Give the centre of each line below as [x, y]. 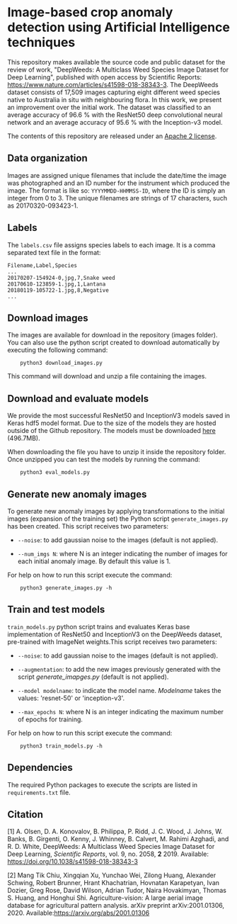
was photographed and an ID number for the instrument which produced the [118, 183]
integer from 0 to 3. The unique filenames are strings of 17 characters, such [117, 198]
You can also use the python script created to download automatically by [114, 343]
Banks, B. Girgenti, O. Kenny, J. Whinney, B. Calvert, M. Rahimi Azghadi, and [118, 839]
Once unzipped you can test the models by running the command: [104, 460]
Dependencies [40, 768]
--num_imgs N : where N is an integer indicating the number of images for [122, 554]
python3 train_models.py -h [61, 746]
